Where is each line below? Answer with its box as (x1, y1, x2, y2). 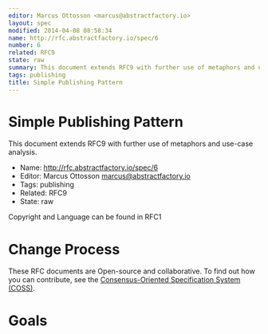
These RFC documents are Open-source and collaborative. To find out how (8, 266, 255, 276)
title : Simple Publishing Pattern (8, 78, 124, 86)
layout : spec (8, 19, 52, 27)
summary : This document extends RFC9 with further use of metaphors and (8, 64, 255, 72)
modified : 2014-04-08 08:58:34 (8, 26, 112, 34)
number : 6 (8, 41, 41, 49)
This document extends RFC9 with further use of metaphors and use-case (8, 139, 254, 148)
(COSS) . (8, 284, 36, 293)
